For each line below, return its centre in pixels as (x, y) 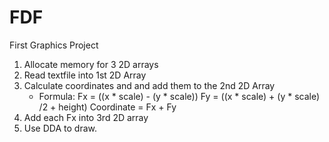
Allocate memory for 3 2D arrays (91, 64)
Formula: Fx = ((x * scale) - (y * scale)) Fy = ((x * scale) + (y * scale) (179, 96)
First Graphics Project (54, 45)
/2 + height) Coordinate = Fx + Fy (107, 107)
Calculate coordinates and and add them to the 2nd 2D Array (149, 85)
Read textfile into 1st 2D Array (85, 75)
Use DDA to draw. (60, 128)
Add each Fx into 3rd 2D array (86, 117)
